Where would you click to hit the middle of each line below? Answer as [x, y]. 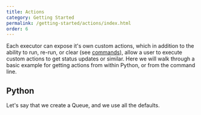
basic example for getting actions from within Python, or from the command [101, 65]
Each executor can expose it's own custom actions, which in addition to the [100, 46]
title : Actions [25, 12]
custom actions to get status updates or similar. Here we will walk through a [100, 59]
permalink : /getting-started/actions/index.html [69, 23]
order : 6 [17, 29]
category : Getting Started [40, 18]
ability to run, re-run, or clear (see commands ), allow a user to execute [94, 53]
